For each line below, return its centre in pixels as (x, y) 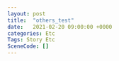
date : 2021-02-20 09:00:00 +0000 (60, 27)
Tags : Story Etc (31, 40)
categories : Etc (31, 33)
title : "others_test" (41, 20)
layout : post (27, 14)
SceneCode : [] (28, 46)
